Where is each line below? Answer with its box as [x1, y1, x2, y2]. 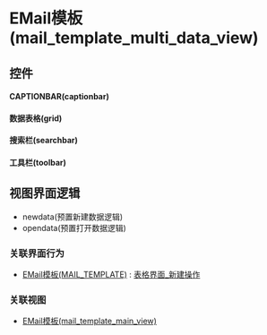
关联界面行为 [9, 247, 65, 260]
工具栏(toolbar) [9, 157, 67, 167]
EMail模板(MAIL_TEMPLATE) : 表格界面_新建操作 [22, 270, 201, 280]
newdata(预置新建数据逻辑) [22, 211, 124, 222]
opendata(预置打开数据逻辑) [22, 222, 127, 233]
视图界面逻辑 [9, 185, 81, 202]
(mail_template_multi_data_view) [9, 28, 259, 48]
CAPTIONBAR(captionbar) [9, 91, 109, 102]
